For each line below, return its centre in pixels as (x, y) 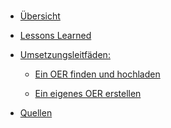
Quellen (36, 113)
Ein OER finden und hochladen (97, 74)
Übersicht (40, 16)
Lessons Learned (55, 35)
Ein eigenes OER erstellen (88, 93)
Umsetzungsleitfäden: (65, 54)
